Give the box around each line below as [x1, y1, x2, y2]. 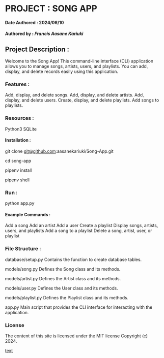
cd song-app [5, 158, 31, 163]
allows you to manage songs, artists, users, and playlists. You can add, [5, 64, 148, 69]
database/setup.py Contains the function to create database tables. [5, 257, 142, 262]
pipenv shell [5, 177, 30, 183]
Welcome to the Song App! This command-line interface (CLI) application [5, 58, 154, 64]
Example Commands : [5, 211, 51, 217]
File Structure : [5, 245, 41, 252]
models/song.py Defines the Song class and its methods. [5, 266, 121, 272]
